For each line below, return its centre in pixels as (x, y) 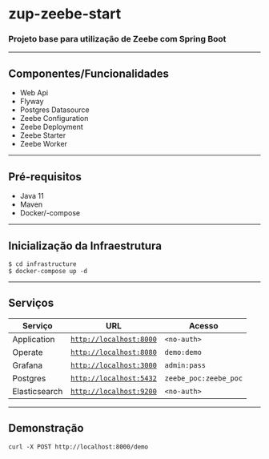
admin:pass (185, 365)
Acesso (203, 325)
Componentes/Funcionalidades (89, 73)
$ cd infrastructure (43, 264)
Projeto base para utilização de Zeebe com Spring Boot (117, 39)
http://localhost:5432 (114, 378)
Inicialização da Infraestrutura (85, 246)
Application (34, 339)
